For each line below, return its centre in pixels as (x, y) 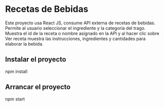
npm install (16, 71)
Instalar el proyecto (36, 60)
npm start (15, 99)
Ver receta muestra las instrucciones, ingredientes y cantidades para (76, 39)
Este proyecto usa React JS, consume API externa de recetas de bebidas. (80, 23)
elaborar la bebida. (24, 44)
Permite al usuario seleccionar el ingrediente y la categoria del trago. (75, 28)
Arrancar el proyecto (38, 87)
